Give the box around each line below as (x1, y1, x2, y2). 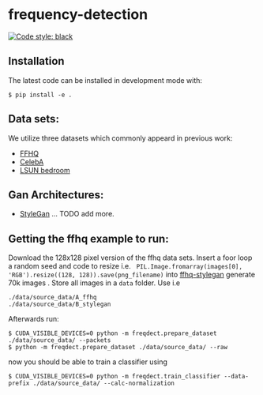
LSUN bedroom (19, 165, 70, 175)
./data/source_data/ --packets (8, 337, 111, 344)
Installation (8, 55, 65, 68)
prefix (8, 379, 30, 388)
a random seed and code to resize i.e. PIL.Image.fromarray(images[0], (8, 261, 243, 271)
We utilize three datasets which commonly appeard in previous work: (8, 133, 233, 143)
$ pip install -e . (8, 91, 73, 99)
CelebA (19, 156, 44, 167)
